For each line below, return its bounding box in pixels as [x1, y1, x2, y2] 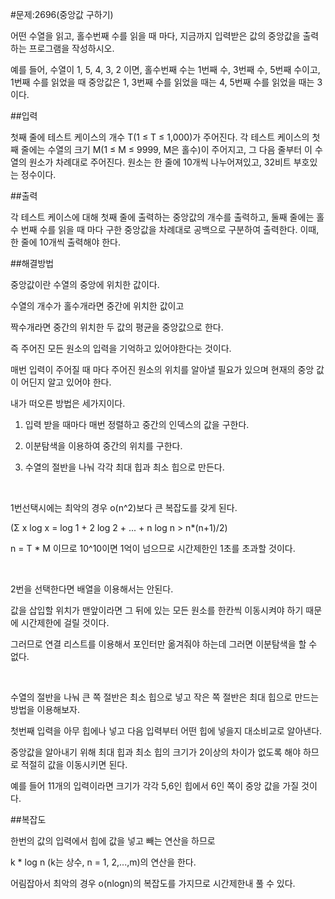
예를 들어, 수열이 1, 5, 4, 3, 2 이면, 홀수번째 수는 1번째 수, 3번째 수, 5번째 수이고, [10, 64, 321, 75]
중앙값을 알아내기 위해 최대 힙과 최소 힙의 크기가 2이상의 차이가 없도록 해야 [10, 746, 302, 758]
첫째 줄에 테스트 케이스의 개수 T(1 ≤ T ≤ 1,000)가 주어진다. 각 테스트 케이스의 [10, 131, 310, 143]
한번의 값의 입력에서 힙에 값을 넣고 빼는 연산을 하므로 [10, 835, 216, 847]
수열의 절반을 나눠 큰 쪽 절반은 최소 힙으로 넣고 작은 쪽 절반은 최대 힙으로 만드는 [10, 691, 320, 703]
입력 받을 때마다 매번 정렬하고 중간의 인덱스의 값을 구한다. [24, 419, 250, 430]
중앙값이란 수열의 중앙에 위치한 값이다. [10, 279, 160, 290]
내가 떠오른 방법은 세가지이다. [10, 398, 126, 409]
